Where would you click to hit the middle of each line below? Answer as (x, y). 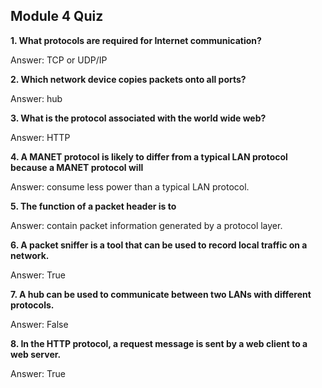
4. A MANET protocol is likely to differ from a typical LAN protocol (149, 156)
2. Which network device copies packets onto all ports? (128, 79)
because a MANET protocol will (77, 167)
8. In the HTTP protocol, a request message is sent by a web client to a (159, 343)
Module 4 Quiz (57, 16)
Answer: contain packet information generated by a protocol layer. (146, 225)
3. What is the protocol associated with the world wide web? (138, 118)
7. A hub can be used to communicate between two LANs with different (161, 294)
